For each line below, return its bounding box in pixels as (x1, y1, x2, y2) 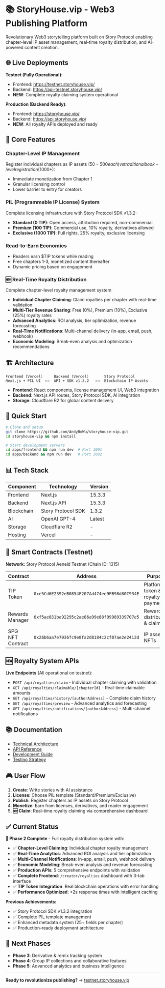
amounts (12, 690, 31, 696)
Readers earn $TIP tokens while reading (12, 254, 94, 260)
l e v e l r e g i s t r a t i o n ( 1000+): (5, 167, 55, 173)
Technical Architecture (12, 741, 59, 747)
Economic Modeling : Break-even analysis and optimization (12, 339, 133, 345)
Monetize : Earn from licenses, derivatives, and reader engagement (12, 803, 148, 809)
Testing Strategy (12, 756, 46, 762)
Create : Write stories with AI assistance (12, 787, 93, 793)
